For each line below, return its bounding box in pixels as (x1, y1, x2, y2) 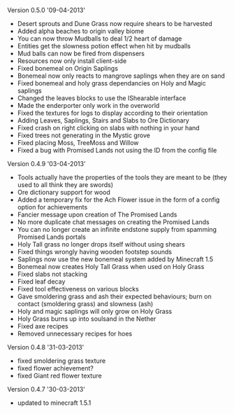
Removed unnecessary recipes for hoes (17, 329, 133, 338)
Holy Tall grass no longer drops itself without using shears (17, 240, 185, 248)
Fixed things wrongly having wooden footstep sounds (17, 248, 173, 256)
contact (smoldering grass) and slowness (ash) (17, 300, 154, 308)
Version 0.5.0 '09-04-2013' (7, 6, 86, 14)
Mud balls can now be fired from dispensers (17, 49, 145, 57)
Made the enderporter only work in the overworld (17, 102, 160, 109)
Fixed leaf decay (17, 277, 66, 286)
